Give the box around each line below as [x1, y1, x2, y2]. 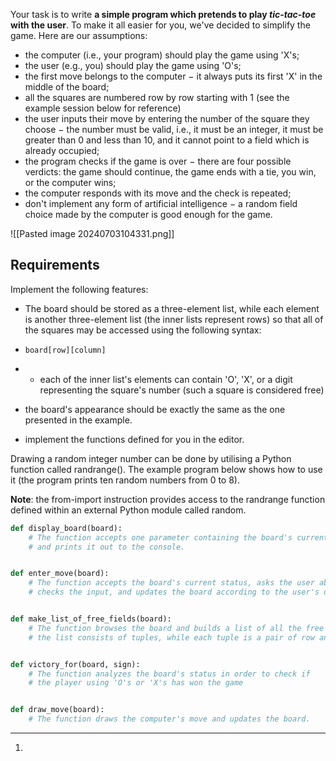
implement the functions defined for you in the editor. [24, 433, 245, 445]
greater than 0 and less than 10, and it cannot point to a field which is [24, 134, 310, 146]
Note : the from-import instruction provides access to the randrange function [10, 493, 326, 505]
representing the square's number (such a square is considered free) [39, 384, 325, 396]
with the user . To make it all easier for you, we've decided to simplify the [10, 19, 311, 31]
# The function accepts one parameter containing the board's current [28, 532, 329, 543]
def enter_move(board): [10, 569, 110, 579]
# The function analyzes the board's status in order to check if [28, 669, 311, 679]
